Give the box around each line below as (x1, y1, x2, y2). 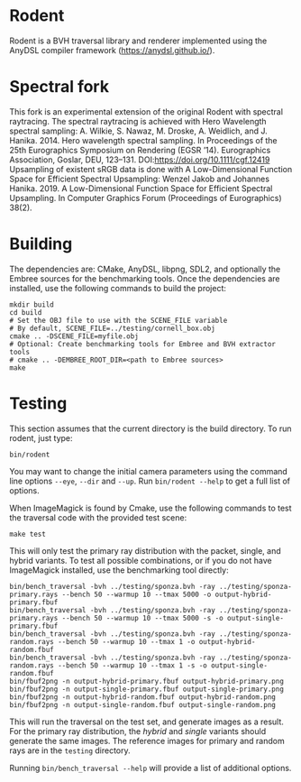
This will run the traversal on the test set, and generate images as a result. (9, 716, 284, 727)
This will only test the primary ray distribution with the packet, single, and (9, 545, 281, 556)
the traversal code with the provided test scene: (9, 511, 187, 523)
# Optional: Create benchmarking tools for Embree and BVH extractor (9, 339, 277, 348)
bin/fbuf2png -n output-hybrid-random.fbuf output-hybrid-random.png (9, 692, 277, 702)
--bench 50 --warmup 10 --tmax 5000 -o (61, 590, 212, 599)
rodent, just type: (9, 432, 74, 443)
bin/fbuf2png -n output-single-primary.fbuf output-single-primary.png (9, 685, 284, 694)
